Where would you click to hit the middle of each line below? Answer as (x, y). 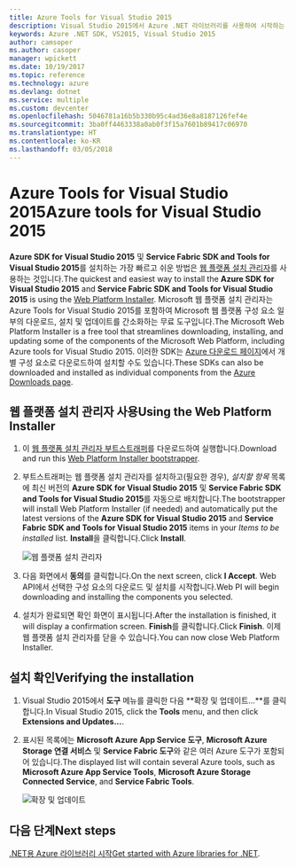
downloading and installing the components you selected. (127, 597)
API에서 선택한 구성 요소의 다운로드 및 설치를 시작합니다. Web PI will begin (150, 587)
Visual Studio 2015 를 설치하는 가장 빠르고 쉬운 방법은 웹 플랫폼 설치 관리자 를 (144, 268)
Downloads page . (41, 381)
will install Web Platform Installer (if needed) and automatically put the (150, 509)
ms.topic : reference (47, 75)
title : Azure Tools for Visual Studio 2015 (91, 17)
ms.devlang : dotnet (45, 91)
